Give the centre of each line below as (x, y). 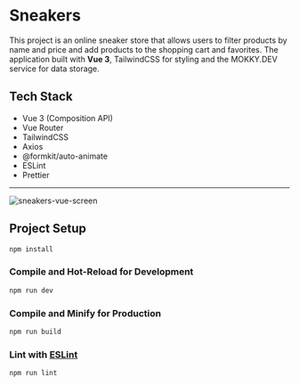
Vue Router (43, 127)
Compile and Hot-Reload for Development (101, 272)
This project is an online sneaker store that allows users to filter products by (148, 40)
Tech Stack (41, 97)
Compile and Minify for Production (85, 313)
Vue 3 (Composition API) (68, 118)
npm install (31, 249)
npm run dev (31, 291)
